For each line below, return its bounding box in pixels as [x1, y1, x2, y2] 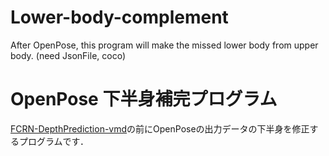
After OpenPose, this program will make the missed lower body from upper [10, 39, 319, 51]
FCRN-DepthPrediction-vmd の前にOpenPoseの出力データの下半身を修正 [10, 122, 310, 135]
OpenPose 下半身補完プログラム [10, 88, 278, 111]
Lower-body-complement [10, 6, 229, 29]
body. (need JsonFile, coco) [10, 49, 127, 61]
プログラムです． [18, 135, 90, 147]
